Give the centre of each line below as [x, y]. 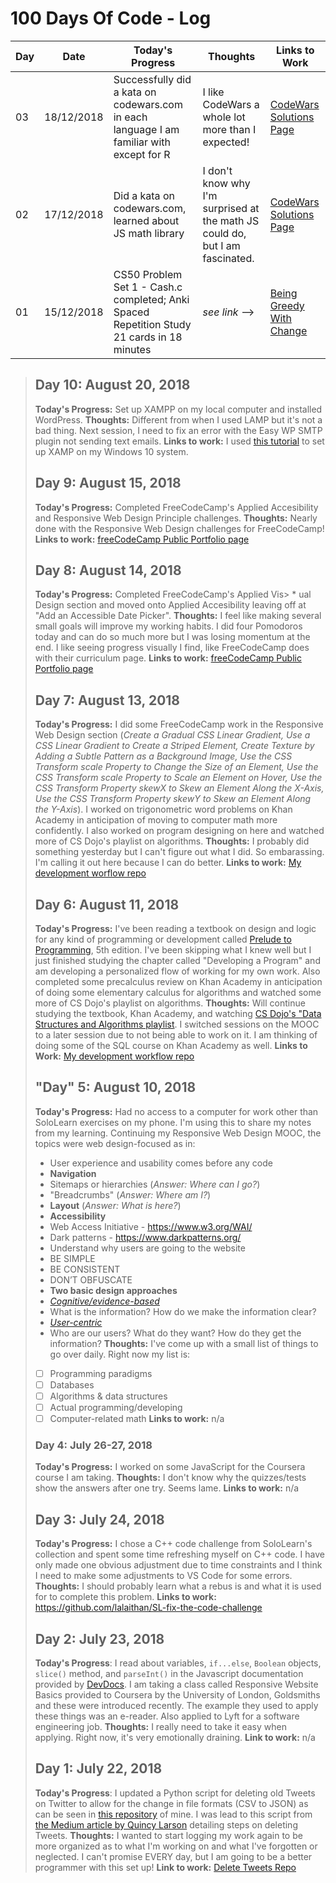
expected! [226, 142]
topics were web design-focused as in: [115, 1143]
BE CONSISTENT [85, 1269]
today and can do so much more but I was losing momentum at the [172, 637]
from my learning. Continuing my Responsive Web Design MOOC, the [178, 1133]
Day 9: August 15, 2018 [108, 483]
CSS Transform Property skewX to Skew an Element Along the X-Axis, [179, 788]
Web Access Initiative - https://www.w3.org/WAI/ [151, 1226]
